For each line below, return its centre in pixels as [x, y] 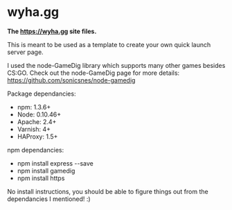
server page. [25, 52]
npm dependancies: [36, 150]
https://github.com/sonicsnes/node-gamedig [71, 80]
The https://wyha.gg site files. [52, 31]
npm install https [41, 178]
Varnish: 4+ [34, 129]
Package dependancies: [42, 94]
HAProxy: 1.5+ [37, 137]
